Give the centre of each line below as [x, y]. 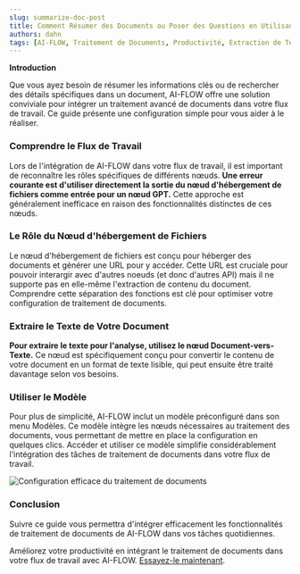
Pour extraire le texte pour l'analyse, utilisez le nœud [109, 345]
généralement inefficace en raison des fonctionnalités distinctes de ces [141, 204]
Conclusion [35, 504]
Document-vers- [242, 345]
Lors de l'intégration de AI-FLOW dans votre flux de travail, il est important [146, 165]
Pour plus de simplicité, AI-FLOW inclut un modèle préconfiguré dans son [144, 417]
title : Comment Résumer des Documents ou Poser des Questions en [133, 26]
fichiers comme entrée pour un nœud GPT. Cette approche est [126, 194]
